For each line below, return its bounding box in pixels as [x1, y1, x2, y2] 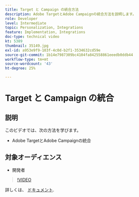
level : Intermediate [5, 20, 47, 26]
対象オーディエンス [5, 153, 62, 161]
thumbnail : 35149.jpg [5, 43, 49, 48]
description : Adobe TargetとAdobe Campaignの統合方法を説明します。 [5, 12, 137, 17]
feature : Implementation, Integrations [5, 30, 86, 35]
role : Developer [5, 16, 38, 21]
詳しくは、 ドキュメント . [5, 187, 54, 193]
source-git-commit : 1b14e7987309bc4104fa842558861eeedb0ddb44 [5, 52, 133, 57]
